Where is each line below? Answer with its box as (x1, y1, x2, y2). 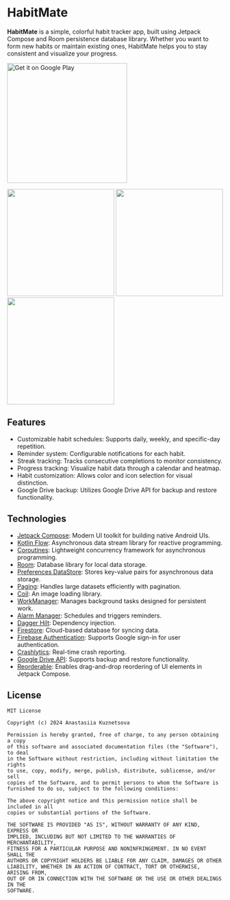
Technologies (7, 513, 67, 525)
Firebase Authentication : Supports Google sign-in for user (16, 633, 181, 642)
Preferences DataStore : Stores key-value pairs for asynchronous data (16, 568, 214, 576)
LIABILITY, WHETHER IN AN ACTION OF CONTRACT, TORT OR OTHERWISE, (7, 864, 201, 871)
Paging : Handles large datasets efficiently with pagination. (16, 582, 181, 590)
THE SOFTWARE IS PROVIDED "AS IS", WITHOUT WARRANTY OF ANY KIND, (7, 821, 201, 829)
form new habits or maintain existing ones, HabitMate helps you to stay (7, 42, 207, 50)
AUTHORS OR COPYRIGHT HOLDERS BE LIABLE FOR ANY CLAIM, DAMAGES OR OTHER (7, 858, 222, 864)
